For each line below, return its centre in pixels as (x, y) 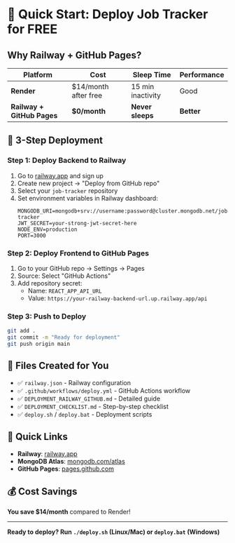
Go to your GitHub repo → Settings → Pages (81, 268)
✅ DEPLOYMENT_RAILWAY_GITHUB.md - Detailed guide (89, 398)
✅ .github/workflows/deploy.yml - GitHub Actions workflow (104, 390)
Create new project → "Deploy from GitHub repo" (88, 183)
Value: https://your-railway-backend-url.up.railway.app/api (117, 298)
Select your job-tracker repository (67, 190)
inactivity (146, 95)
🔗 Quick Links (37, 437)
